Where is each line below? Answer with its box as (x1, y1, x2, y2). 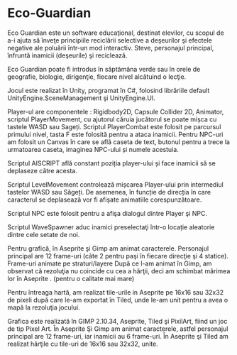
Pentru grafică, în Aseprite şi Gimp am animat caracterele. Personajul (7, 244, 209, 253)
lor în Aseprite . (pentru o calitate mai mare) (7, 274, 135, 283)
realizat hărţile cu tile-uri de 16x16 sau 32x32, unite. (7, 339, 158, 348)
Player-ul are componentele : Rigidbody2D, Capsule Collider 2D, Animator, (7, 107, 224, 116)
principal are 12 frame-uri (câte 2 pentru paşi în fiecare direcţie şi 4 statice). (7, 251, 229, 260)
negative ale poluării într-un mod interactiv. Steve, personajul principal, (7, 43, 214, 52)
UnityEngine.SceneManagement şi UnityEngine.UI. (7, 94, 156, 102)
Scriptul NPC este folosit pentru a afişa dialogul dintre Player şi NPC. (7, 209, 208, 217)
